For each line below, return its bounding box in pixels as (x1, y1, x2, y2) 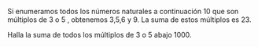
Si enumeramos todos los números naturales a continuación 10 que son (7, 7, 239, 16)
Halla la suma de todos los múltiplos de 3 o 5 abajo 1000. (7, 31, 192, 39)
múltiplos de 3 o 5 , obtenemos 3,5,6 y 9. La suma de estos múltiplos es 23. (7, 15, 252, 24)
